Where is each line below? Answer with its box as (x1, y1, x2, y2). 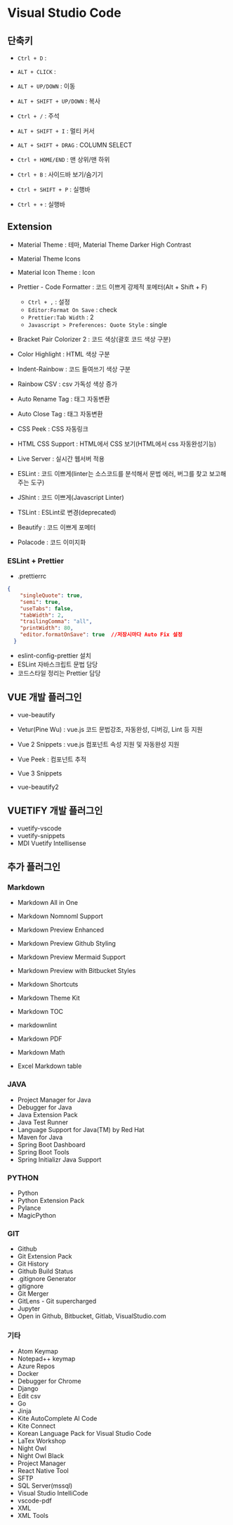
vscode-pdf (17, 1496, 52, 1505)
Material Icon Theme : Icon (17, 268, 95, 276)
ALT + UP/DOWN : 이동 (17, 82, 76, 90)
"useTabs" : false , (20, 605, 74, 612)
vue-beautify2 (17, 783, 60, 791)
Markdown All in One (17, 899, 79, 907)
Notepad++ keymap (17, 1355, 76, 1363)
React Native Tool (17, 1467, 69, 1475)
